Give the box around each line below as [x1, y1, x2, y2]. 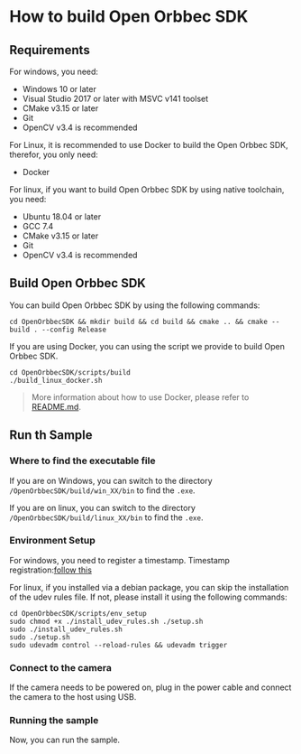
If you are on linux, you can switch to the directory [9, 502, 196, 513]
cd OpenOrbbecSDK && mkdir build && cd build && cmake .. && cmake [9, 317, 269, 326]
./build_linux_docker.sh [9, 376, 103, 385]
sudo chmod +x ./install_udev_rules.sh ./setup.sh [9, 617, 204, 626]
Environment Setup [9, 535, 96, 547]
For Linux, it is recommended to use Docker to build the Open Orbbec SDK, [9, 140, 288, 150]
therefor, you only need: [9, 149, 99, 160]
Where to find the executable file [9, 454, 156, 467]
